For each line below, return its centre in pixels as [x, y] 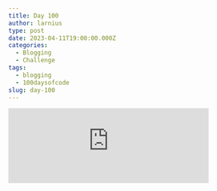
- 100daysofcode [42, 82]
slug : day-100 [32, 90]
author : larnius [35, 23]
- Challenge [36, 61]
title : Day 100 [34, 16]
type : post [26, 30]
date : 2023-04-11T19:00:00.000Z [62, 38]
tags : [17, 68]
